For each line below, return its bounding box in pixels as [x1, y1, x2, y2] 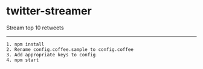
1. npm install [6, 41, 45, 47]
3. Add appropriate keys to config [6, 52, 96, 58]
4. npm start [6, 57, 39, 63]
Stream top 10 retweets [6, 24, 65, 31]
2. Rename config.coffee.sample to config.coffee [6, 46, 134, 52]
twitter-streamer [6, 4, 92, 18]
